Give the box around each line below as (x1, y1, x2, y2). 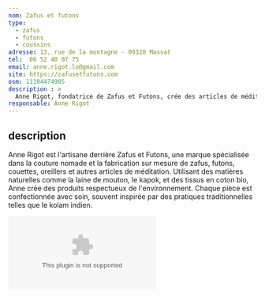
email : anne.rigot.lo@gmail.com (8, 63, 114, 71)
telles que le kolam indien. (8, 200, 93, 209)
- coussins (15, 41, 51, 49)
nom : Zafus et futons (8, 11, 80, 20)
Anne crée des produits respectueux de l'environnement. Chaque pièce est (8, 183, 252, 193)
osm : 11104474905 (8, 77, 65, 85)
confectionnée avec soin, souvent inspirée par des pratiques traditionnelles (8, 191, 253, 201)
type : (8, 19, 26, 27)
